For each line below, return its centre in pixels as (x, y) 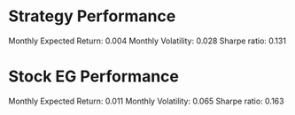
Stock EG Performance (93, 77)
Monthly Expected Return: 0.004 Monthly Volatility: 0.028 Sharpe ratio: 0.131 (147, 41)
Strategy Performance (92, 16)
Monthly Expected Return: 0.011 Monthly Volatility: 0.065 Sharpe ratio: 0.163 (146, 101)
